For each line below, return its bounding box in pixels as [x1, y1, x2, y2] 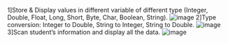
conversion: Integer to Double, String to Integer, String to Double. [7, 21, 194, 28]
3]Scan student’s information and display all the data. [7, 28, 161, 36]
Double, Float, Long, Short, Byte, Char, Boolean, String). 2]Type [7, 13, 217, 21]
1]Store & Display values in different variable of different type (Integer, [7, 6, 208, 14]
